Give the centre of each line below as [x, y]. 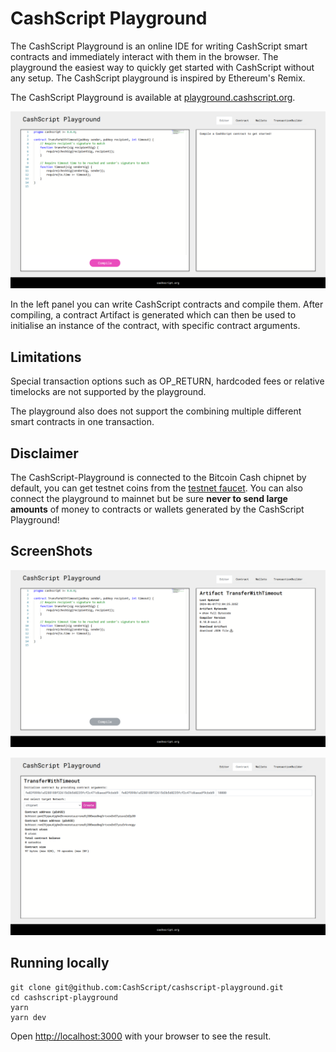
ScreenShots [51, 551]
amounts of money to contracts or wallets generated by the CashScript [157, 509]
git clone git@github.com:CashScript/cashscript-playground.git [147, 987]
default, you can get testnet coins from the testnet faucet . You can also [156, 488]
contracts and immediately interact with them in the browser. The [144, 56]
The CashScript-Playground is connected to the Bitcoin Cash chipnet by [158, 478]
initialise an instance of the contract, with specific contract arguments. [155, 326]
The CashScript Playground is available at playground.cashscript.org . [153, 97]
